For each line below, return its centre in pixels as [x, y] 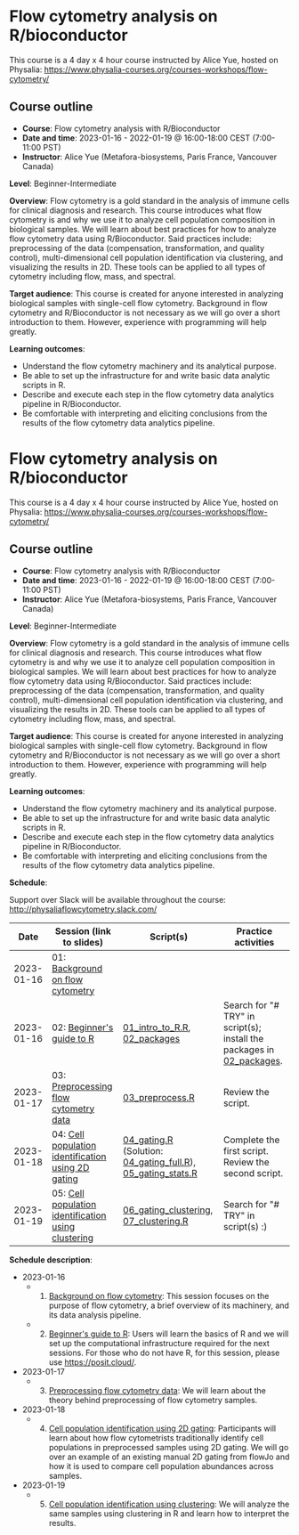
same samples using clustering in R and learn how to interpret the [169, 1513]
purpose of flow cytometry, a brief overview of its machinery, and [169, 1305]
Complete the [251, 1140]
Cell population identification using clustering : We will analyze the [169, 1504]
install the [243, 1038]
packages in [249, 1050]
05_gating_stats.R [160, 1173]
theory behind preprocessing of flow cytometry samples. [153, 1400]
